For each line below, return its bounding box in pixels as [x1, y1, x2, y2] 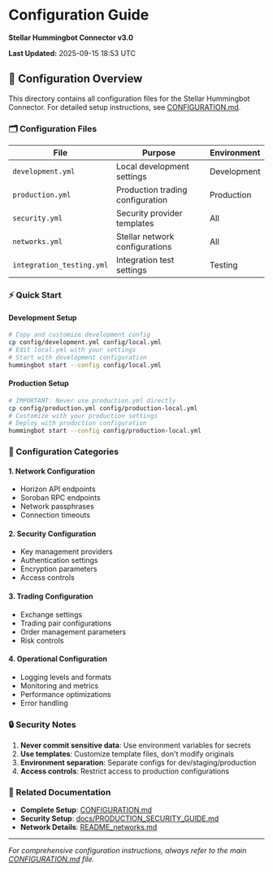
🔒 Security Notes [8, 718, 76, 730]
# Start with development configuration [8, 353, 148, 361]
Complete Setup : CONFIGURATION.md [19, 805, 153, 815]
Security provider [116, 207, 183, 219]
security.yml [12, 214, 63, 223]
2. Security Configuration [8, 529, 97, 538]
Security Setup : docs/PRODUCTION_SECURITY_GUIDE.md [19, 813, 219, 823]
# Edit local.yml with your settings [8, 346, 136, 354]
